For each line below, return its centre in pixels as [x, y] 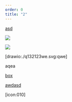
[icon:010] [15, 95]
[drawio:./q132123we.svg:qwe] [36, 56]
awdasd [13, 85]
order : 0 [14, 10]
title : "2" [16, 14]
